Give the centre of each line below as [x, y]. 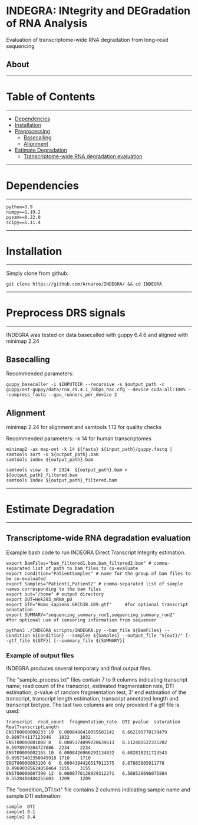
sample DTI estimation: [34, 796]
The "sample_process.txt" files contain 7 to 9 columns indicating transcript [97, 680]
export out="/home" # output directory [55, 594]
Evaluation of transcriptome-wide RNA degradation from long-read [87, 40]
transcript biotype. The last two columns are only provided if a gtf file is [93, 705]
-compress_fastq [26, 395]
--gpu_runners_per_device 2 [82, 395]
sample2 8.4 [21, 817]
